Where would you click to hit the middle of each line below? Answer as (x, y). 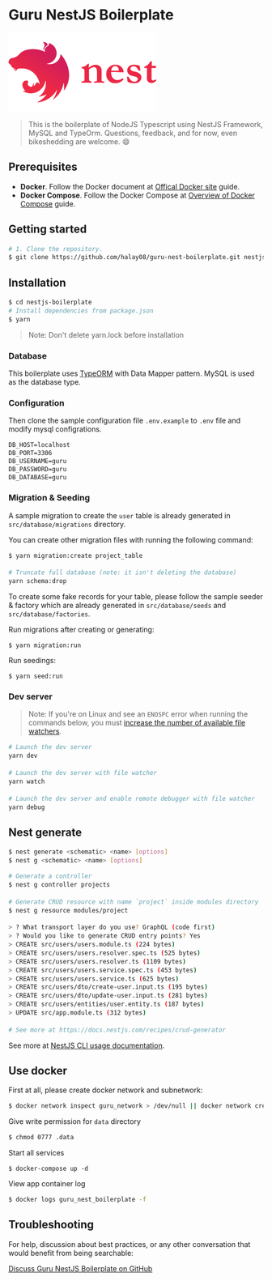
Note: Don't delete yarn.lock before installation (106, 334)
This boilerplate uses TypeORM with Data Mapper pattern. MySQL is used (132, 373)
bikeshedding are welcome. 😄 (79, 141)
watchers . (45, 731)
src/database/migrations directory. (67, 524)
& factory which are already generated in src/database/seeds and (117, 606)
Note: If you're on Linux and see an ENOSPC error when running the (138, 714)
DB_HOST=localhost (39, 445)
